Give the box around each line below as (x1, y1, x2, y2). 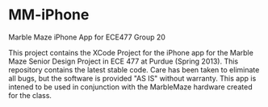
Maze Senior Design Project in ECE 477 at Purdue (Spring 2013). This (8, 56, 239, 66)
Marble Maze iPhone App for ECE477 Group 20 (8, 32, 165, 42)
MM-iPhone (8, 6, 90, 24)
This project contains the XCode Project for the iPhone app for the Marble (8, 47, 254, 57)
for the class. (8, 90, 52, 100)
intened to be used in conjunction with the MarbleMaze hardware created (8, 82, 253, 92)
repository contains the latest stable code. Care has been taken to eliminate (8, 64, 260, 74)
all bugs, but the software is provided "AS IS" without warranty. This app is (8, 73, 257, 83)
